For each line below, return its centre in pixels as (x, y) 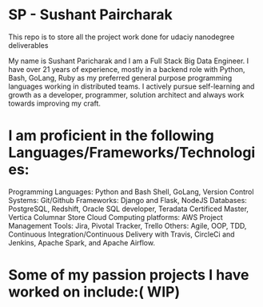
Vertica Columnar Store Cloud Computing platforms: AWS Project (116, 217)
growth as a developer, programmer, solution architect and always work (126, 94)
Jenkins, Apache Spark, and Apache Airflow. (82, 242)
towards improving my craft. (55, 103)
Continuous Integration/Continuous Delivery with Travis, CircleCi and (122, 234)
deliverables (28, 45)
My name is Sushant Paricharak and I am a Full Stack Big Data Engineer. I (129, 61)
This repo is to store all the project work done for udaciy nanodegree (122, 37)
